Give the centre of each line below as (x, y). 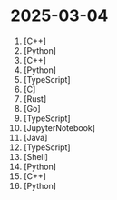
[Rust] (35, 99)
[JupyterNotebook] (59, 127)
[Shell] (36, 156)
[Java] (35, 137)
